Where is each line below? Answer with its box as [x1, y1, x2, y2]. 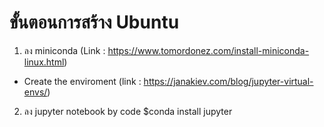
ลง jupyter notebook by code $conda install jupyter [23, 105, 233, 117]
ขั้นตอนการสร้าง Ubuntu [9, 11, 180, 34]
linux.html [23, 56, 65, 68]
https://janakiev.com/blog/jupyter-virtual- [143, 75, 314, 87]
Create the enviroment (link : [23, 75, 142, 87]
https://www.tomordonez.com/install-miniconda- [107, 44, 310, 56]
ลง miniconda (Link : [23, 44, 106, 56]
